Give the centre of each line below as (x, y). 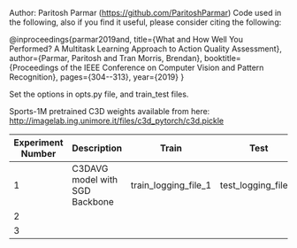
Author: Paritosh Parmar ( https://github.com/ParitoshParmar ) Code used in (145, 13)
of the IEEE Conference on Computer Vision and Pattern (162, 67)
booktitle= (222, 58)
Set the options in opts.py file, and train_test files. (99, 94)
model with (95, 179)
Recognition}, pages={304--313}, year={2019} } (97, 77)
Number (38, 154)
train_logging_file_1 (171, 185)
